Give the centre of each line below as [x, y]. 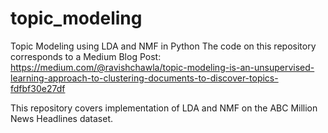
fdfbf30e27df [38, 88]
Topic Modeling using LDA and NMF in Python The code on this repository [163, 46]
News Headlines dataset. [62, 118]
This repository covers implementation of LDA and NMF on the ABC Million [164, 108]
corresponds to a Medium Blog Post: [86, 56]
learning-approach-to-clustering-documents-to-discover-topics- [144, 78]
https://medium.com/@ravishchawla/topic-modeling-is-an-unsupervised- [162, 67]
